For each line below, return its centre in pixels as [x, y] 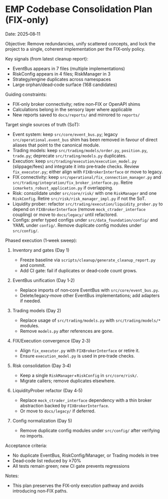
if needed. [31, 301]
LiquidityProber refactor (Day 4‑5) [47, 390]
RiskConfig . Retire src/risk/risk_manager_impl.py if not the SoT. [79, 198]
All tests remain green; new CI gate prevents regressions [71, 466]
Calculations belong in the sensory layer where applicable [72, 109]
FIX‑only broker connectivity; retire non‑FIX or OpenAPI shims [76, 104]
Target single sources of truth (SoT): [43, 124]
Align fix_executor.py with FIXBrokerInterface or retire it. [80, 350]
